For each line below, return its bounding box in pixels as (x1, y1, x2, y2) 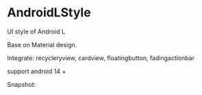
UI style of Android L (7, 27, 66, 36)
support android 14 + (7, 67, 66, 75)
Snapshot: (7, 80, 36, 88)
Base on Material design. (7, 40, 77, 49)
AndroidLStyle (7, 5, 91, 21)
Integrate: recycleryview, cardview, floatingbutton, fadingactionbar (7, 53, 195, 62)
